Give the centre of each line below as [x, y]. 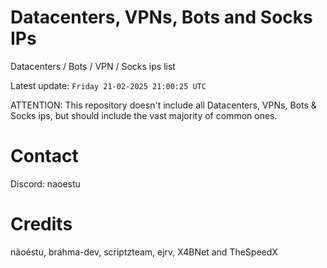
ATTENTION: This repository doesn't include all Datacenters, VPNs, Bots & [163, 105]
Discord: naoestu [45, 183]
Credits [41, 224]
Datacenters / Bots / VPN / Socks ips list [93, 66]
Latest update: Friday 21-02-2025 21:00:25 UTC [108, 85]
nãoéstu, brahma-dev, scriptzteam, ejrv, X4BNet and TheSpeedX [144, 252]
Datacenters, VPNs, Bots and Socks [161, 17]
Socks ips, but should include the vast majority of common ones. [144, 115]
